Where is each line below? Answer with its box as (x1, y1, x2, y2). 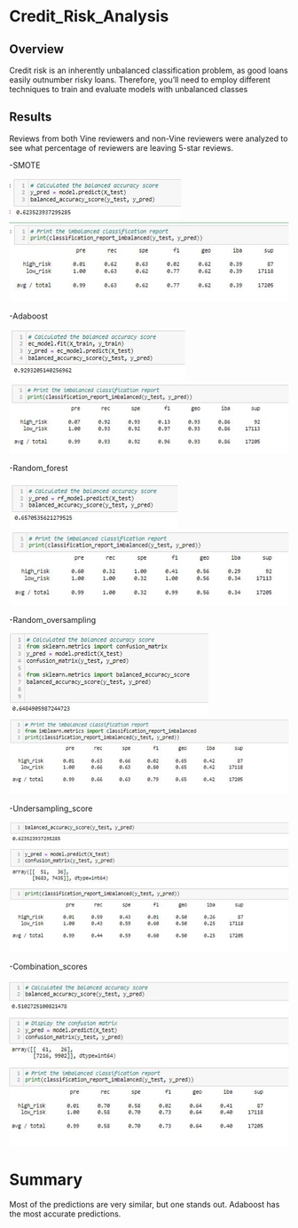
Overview (9, 42, 65, 57)
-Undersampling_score (9, 803, 93, 814)
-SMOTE (9, 160, 41, 170)
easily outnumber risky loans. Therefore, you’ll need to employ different (9, 75, 271, 85)
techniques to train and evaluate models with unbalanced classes (9, 84, 248, 94)
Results (9, 109, 52, 125)
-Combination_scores (9, 961, 88, 972)
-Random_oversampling (9, 614, 97, 625)
